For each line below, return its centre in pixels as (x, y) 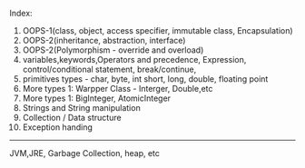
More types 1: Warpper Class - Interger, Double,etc (118, 89)
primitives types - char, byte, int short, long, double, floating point (145, 79)
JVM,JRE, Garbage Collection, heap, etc (85, 153)
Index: (21, 13)
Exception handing (58, 127)
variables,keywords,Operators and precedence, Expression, (134, 59)
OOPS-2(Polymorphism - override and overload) (113, 50)
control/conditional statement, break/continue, (109, 69)
